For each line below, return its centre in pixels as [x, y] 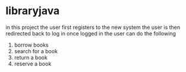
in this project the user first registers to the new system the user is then [93, 27]
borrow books [31, 45]
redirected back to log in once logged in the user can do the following [91, 33]
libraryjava [33, 11]
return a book [31, 57]
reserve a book [33, 64]
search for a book [36, 51]
